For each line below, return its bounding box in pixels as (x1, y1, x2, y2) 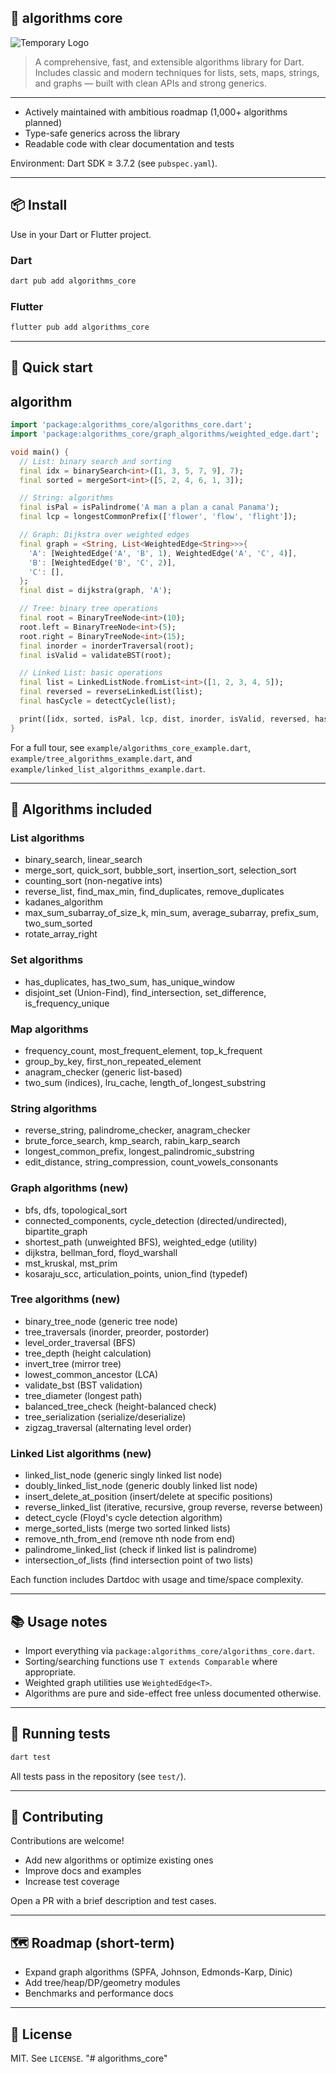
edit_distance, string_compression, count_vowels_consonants (24, 1156, 279, 1168)
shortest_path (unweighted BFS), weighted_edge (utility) (24, 1236, 258, 1248)
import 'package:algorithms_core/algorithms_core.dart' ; (10, 420, 253, 430)
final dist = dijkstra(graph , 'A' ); (19, 586, 172, 596)
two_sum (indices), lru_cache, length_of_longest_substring (24, 1076, 266, 1088)
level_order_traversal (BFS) (24, 1336, 137, 1348)
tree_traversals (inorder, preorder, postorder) (24, 1326, 210, 1338)
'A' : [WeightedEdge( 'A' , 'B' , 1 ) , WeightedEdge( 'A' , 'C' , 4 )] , (28, 548, 298, 558)
